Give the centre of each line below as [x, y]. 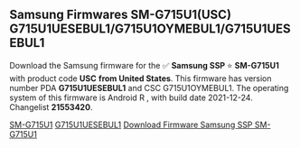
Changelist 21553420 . [51, 106]
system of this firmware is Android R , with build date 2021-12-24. [131, 97]
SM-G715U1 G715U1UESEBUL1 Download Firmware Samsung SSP [131, 125]
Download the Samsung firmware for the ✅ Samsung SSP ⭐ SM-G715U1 [145, 65]
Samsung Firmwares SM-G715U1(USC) [121, 15]
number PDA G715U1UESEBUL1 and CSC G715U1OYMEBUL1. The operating [149, 88]
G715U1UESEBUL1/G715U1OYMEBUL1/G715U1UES [150, 29]
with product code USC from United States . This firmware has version [141, 78]
